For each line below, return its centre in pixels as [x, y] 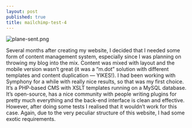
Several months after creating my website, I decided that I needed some [93, 50]
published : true [26, 17]
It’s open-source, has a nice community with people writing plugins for [92, 94]
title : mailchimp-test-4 [36, 22]
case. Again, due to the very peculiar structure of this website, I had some [95, 113]
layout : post [22, 11]
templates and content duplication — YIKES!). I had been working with [91, 75]
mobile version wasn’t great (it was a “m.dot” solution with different [87, 69]
